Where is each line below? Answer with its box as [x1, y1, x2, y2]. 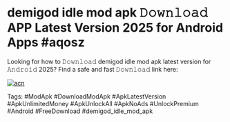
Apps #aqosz [7, 34, 85, 50]
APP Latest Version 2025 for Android [7, 20, 223, 36]
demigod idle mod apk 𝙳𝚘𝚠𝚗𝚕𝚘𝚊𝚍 [7, 5, 209, 21]
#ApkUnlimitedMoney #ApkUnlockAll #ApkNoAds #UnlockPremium [7, 99, 199, 108]
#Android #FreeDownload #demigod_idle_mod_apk [7, 107, 153, 115]
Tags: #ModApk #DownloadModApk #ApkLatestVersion [7, 92, 166, 101]
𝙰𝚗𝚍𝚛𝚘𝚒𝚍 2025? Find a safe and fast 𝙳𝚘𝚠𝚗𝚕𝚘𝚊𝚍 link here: [7, 65, 178, 73]
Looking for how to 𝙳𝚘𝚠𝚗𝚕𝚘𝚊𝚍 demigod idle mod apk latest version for [7, 57, 211, 65]
